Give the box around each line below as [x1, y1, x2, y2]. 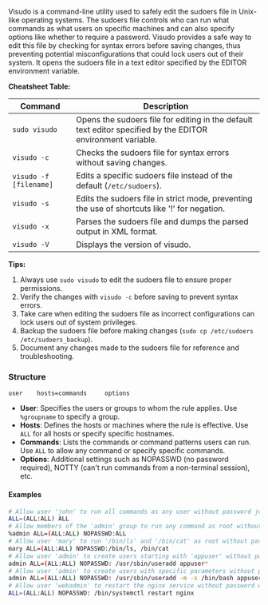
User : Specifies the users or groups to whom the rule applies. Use [19, 404, 238, 413]
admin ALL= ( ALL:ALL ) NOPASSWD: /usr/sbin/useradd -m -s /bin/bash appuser [8, 575, 262, 583]
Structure [8, 371, 46, 382]
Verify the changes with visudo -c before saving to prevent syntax [19, 292, 238, 301]
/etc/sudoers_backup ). [19, 335, 93, 344]
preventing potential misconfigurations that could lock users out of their [8, 50, 244, 58]
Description [143, 101, 189, 111]
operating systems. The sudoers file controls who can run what [21, 15, 230, 25]
